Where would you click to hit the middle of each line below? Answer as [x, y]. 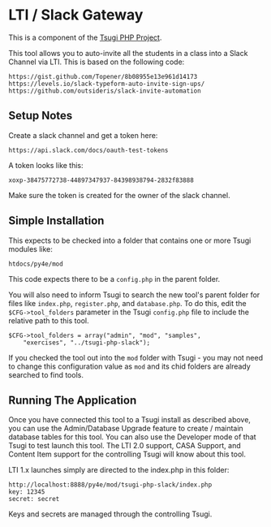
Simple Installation [56, 221]
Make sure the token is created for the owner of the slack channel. [119, 195]
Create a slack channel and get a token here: [83, 135]
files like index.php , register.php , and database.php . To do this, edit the [127, 303]
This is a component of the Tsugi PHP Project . [85, 37]
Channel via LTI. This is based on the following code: [97, 62]
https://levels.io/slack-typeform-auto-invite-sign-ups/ [107, 84]
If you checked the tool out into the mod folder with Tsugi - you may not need [136, 357]
